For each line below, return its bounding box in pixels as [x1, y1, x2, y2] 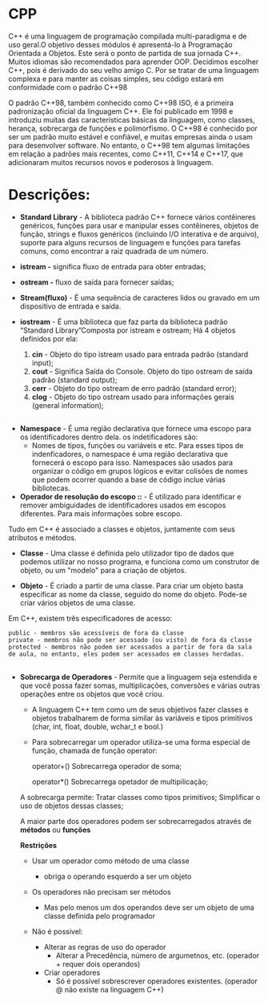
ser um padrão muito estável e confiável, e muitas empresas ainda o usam [8, 131, 254, 141]
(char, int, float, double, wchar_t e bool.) [31, 721, 164, 731]
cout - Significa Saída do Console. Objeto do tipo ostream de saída [31, 366, 254, 376]
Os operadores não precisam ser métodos [31, 887, 171, 896]
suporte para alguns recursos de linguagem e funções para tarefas [19, 237, 242, 247]
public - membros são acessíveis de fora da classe [8, 629, 184, 637]
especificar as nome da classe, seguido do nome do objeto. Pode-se [19, 590, 247, 600]
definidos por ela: [19, 333, 78, 343]
